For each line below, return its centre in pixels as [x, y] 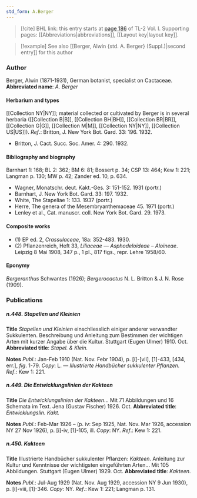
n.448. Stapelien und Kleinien [43, 314]
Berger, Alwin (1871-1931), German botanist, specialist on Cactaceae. [89, 80]
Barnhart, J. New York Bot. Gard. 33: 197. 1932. [71, 194]
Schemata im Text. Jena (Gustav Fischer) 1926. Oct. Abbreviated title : [91, 406]
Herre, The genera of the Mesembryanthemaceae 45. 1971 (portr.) [94, 206]
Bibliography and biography [41, 157]
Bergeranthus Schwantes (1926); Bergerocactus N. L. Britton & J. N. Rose [95, 278]
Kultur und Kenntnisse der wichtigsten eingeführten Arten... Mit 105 [88, 465]
